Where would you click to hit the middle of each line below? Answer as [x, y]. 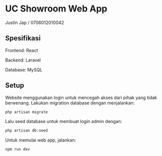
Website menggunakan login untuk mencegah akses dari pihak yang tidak [81, 97]
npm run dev [17, 149]
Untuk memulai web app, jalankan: [41, 140]
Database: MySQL [24, 69]
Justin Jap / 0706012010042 [34, 22]
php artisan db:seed [27, 130]
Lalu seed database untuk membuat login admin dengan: [64, 121]
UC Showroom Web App [56, 9]
